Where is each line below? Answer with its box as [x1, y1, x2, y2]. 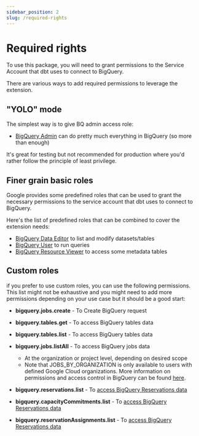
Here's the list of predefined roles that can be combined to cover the [6, 216, 180, 224]
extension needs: [6, 223, 50, 230]
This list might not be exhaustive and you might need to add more [6, 288, 173, 295]
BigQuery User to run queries [15, 241, 90, 249]
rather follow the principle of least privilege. [6, 157, 117, 165]
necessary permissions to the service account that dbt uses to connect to [6, 198, 193, 206]
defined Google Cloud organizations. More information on [24, 367, 171, 375]
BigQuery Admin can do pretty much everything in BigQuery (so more [15, 133, 192, 140]
